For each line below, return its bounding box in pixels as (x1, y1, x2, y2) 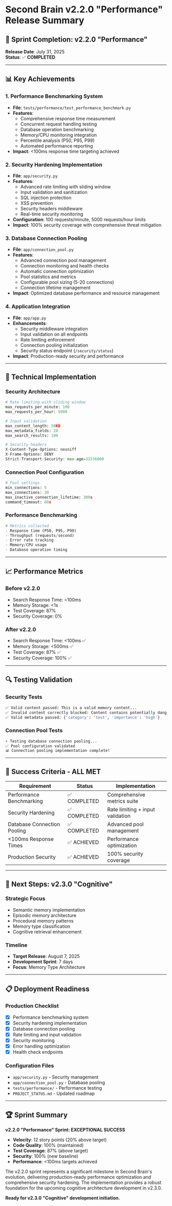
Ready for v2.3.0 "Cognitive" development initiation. (5, 1195, 120, 1201)
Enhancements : (12, 320, 47, 326)
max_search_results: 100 (5, 433, 58, 438)
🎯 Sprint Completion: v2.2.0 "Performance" (5, 35, 148, 44)
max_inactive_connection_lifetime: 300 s (5, 495, 93, 500)
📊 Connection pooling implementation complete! (5, 748, 110, 753)
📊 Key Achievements (5, 75, 75, 83)
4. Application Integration (5, 303, 71, 310)
